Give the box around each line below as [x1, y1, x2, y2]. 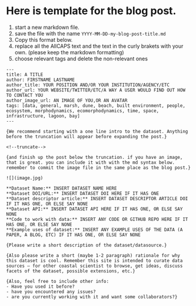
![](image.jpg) [6, 175, 44, 181]
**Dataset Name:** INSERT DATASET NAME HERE [6, 185, 117, 191]
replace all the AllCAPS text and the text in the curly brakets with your [14, 43, 184, 50]
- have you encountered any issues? [6, 288, 96, 295]
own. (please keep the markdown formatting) [14, 48, 125, 56]
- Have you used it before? [6, 284, 75, 289]
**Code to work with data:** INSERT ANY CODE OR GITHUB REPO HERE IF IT [6, 216, 188, 222]
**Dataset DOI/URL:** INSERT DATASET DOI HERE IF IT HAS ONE [6, 190, 160, 196]
